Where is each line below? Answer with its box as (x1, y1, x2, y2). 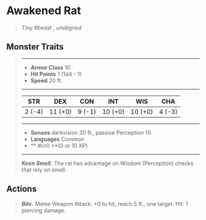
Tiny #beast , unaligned (21, 24, 82, 31)
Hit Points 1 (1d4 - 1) (30, 70, 82, 77)
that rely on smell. (21, 166, 67, 173)
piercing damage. (21, 207, 66, 214)
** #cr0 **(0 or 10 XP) (30, 142, 88, 149)
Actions (6, 184, 37, 194)
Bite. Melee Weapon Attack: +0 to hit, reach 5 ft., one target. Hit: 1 (21, 200, 188, 207)
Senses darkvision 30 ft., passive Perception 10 (30, 129, 151, 136)
